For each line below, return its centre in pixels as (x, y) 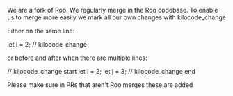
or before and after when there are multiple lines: (77, 58)
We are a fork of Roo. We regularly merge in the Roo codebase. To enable (113, 10)
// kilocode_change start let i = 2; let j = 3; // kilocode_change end (102, 71)
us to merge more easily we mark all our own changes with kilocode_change (116, 17)
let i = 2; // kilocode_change (47, 44)
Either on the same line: (41, 31)
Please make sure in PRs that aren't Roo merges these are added (100, 85)
